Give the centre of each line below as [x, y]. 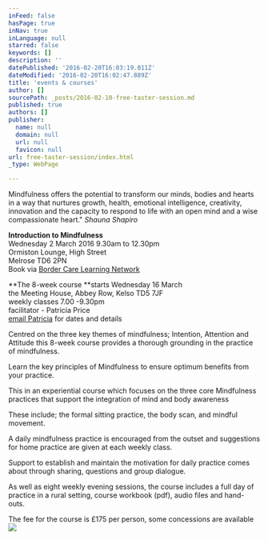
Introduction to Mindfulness [56, 235]
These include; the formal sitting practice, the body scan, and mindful [123, 415]
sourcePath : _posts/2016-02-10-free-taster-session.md [102, 98]
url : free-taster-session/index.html [71, 157]
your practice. [31, 375]
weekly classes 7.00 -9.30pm [57, 302]
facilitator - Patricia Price [49, 310]
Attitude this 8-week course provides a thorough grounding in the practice [131, 343]
